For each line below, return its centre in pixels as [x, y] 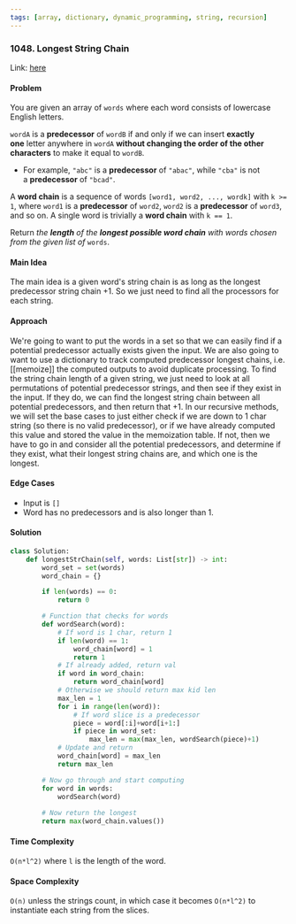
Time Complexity [42, 841]
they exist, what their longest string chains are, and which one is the [134, 453]
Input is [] [42, 503]
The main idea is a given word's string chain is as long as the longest [136, 282]
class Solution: [40, 551]
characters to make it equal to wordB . [77, 153]
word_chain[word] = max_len [109, 756]
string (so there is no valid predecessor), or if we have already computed [143, 425]
